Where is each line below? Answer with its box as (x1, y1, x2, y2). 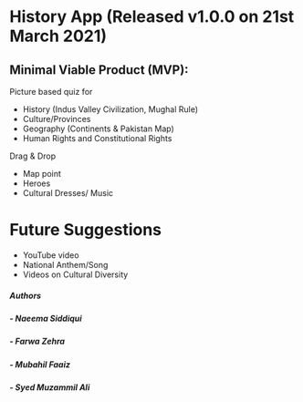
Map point (22, 169, 62, 179)
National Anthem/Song (22, 259, 109, 270)
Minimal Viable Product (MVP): (9, 62, 189, 77)
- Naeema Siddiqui (9, 313, 82, 324)
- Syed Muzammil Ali (9, 382, 90, 393)
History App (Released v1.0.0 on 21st (9, 6, 295, 27)
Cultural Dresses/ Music (22, 188, 114, 198)
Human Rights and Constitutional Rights (22, 133, 172, 143)
